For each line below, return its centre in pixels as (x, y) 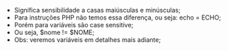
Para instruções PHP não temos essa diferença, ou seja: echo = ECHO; (118, 17)
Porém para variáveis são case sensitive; (74, 25)
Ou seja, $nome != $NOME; (54, 32)
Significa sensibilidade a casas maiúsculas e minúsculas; (97, 10)
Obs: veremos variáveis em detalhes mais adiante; (87, 40)
